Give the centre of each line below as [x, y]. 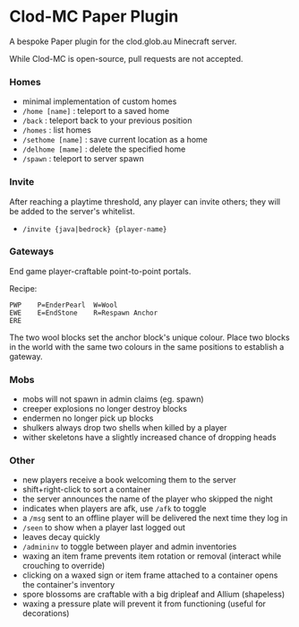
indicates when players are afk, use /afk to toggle [114, 509]
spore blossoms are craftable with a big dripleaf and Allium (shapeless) [154, 595]
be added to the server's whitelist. [73, 211]
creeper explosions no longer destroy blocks [105, 409]
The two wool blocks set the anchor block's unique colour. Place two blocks [149, 337]
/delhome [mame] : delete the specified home [104, 149]
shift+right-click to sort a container [86, 490]
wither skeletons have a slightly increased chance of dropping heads [149, 438]
